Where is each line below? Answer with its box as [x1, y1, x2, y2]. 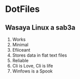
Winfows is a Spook [12, 68, 53, 74]
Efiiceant [12, 47, 31, 53]
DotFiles [5, 3, 40, 15]
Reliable [12, 58, 29, 63]
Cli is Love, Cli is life [12, 63, 53, 69]
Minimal [12, 42, 29, 48]
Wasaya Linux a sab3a [5, 23, 76, 32]
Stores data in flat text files [12, 52, 67, 58]
